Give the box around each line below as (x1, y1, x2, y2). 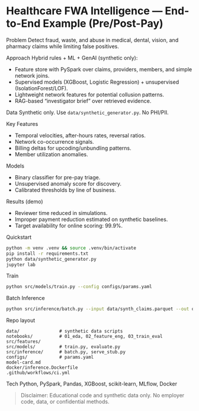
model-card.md (6, 359, 41, 366)
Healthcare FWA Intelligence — (6, 4, 163, 18)
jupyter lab (6, 261, 36, 268)
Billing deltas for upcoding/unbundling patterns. (14, 144, 131, 151)
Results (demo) (6, 198, 43, 205)
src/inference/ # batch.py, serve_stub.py (6, 349, 126, 355)
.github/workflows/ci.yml (6, 370, 70, 376)
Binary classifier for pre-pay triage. (14, 173, 101, 181)
